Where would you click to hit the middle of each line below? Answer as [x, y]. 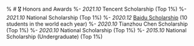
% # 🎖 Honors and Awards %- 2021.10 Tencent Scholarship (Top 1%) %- [96, 9]
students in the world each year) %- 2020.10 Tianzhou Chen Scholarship [97, 24]
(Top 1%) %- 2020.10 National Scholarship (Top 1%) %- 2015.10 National [96, 30]
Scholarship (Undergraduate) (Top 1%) [55, 36]
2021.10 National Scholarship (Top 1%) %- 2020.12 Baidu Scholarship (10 [97, 18]
